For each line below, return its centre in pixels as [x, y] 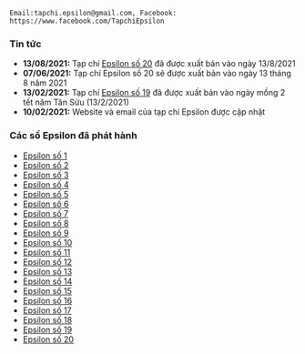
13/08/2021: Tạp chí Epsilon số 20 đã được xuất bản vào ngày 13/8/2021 [159, 64]
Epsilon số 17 [47, 310]
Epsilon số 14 [47, 281]
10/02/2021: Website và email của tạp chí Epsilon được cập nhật [144, 112]
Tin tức [25, 44]
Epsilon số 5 [46, 194]
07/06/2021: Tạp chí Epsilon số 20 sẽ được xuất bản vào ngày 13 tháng [157, 74]
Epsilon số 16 [47, 300]
